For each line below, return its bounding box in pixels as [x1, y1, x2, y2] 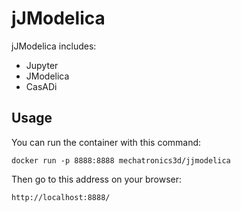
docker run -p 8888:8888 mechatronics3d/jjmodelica [11, 155, 231, 166]
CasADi [25, 80, 58, 92]
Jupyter [25, 59, 59, 71]
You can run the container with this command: [11, 136, 202, 148]
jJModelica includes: [11, 40, 97, 52]
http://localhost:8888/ [11, 192, 111, 202]
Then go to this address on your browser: [11, 173, 183, 185]
